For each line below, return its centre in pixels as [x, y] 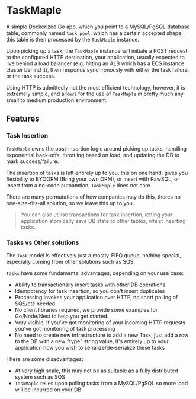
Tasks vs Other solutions [43, 242]
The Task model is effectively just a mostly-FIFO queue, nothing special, [94, 255]
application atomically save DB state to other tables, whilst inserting [103, 221]
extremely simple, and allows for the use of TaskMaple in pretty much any [95, 94]
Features [23, 119]
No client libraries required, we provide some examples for [86, 309]
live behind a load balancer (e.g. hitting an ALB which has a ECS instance [95, 63]
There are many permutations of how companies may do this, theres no [94, 197]
